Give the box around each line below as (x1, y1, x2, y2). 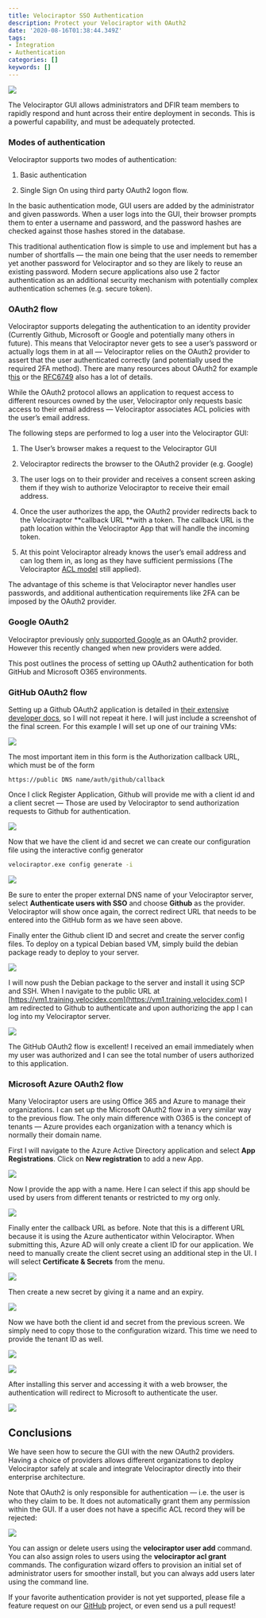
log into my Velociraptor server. (8, 1011, 111, 1021)
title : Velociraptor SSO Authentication (8, 11, 145, 20)
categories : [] (8, 56, 59, 64)
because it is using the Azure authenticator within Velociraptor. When (8, 1232, 235, 1241)
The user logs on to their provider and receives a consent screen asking (19, 474, 256, 485)
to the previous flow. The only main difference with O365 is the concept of (8, 1114, 252, 1123)
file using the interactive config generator (8, 845, 145, 855)
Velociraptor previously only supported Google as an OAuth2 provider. (8, 635, 238, 644)
